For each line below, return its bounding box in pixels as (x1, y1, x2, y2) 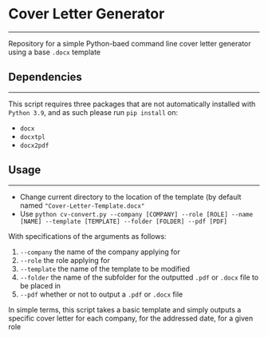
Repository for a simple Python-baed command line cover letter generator (8, 38, 251, 48)
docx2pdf (19, 141, 49, 149)
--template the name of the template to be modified (19, 264, 190, 273)
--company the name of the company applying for (19, 247, 181, 256)
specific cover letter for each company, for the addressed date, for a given (8, 313, 254, 323)
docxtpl (19, 133, 45, 141)
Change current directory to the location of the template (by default (19, 192, 242, 201)
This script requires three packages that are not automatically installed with (8, 99, 256, 109)
